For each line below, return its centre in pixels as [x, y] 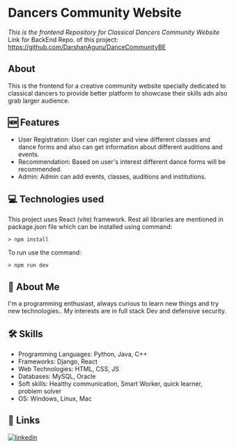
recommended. [40, 169]
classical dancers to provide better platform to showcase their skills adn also [118, 93]
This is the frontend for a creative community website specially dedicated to [117, 86]
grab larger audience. [39, 100]
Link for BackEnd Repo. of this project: [63, 39]
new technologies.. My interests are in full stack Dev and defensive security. [117, 311]
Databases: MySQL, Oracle [57, 376]
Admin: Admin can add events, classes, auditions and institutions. [112, 177]
